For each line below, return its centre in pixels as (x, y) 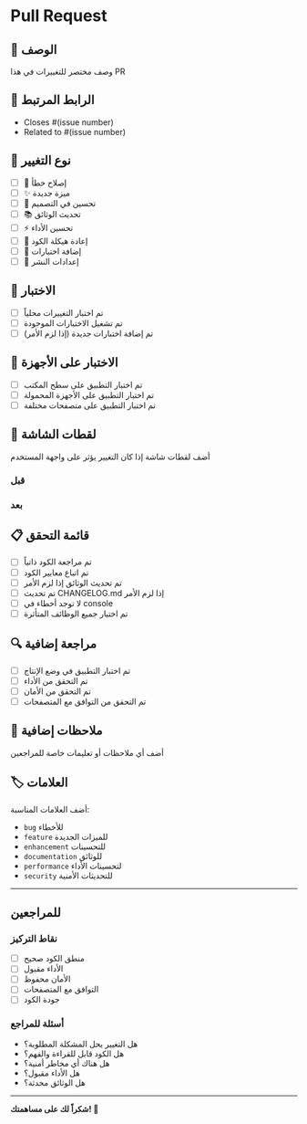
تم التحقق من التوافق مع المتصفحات (85, 701)
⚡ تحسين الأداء (48, 227)
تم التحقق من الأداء (56, 680)
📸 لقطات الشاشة (53, 435)
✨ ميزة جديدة (47, 193)
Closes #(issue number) (69, 122)
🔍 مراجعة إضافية (53, 644)
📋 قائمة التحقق (50, 536)
